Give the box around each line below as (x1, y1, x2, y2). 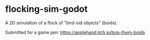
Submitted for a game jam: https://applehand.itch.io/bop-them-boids (5, 29, 145, 35)
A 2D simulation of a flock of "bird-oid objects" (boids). (5, 20, 118, 26)
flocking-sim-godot (5, 3, 88, 15)
